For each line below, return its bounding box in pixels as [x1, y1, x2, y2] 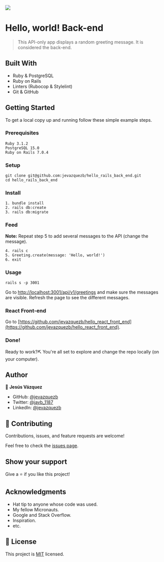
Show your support [5, 457, 67, 466]
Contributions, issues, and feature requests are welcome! [5, 433, 125, 439]
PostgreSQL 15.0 [5, 145, 39, 151]
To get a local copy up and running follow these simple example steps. [5, 117, 152, 123]
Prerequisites [5, 129, 39, 136]
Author [5, 371, 28, 379]
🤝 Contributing [5, 419, 53, 428]
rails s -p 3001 [5, 280, 39, 286]
